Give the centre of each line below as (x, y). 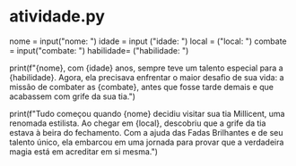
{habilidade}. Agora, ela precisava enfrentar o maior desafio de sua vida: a (147, 77)
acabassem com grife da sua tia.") (73, 96)
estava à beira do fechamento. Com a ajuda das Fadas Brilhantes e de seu (147, 132)
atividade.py (57, 17)
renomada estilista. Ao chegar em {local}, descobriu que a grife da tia (138, 123)
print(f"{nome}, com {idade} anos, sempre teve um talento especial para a (147, 68)
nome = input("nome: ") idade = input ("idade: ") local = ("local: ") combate (148, 41)
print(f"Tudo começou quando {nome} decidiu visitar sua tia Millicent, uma (147, 113)
